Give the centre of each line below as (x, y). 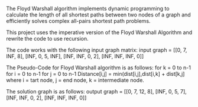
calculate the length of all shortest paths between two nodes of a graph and (98, 15)
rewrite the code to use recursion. (47, 39)
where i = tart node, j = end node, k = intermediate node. (75, 80)
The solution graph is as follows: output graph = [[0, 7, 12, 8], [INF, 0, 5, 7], (97, 91)
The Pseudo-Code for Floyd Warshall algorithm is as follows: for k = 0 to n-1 (98, 68)
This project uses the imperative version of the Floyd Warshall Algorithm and (99, 32)
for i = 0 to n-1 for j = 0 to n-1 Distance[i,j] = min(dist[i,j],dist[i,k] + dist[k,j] (95, 74)
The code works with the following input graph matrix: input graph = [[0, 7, (97, 50)
